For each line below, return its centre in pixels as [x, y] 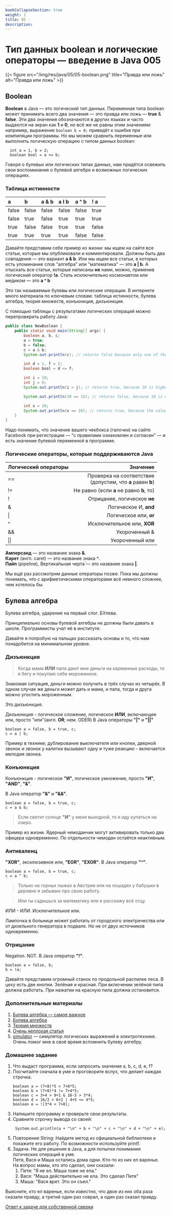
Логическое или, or [131, 516]
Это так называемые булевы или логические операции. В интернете [80, 291]
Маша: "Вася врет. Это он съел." [55, 1182]
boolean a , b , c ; [42, 336]
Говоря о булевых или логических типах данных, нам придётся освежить [85, 164]
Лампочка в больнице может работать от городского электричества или [85, 921]
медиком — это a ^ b [28, 281]
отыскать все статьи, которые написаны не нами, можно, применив [80, 270]
